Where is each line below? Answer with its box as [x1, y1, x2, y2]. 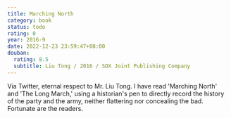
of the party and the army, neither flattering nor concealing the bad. [7, 96, 204, 105]
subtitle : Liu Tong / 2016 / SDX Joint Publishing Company [13, 63, 191, 70]
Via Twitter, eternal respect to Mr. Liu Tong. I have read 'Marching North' [7, 81, 218, 90]
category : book [7, 17, 52, 24]
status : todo [7, 23, 46, 30]
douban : [7, 50, 30, 57]
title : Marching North [7, 10, 74, 18]
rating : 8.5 [13, 56, 49, 63]
